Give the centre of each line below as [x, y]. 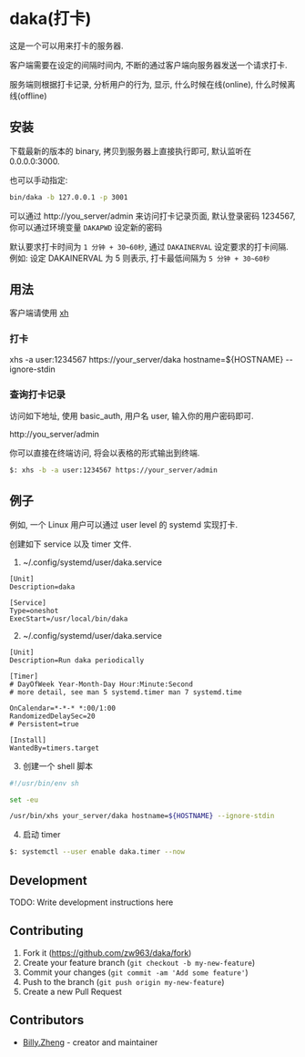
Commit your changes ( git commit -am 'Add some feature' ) [135, 972]
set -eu [24, 800]
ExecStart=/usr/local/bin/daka [69, 619]
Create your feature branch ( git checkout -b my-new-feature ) [139, 962]
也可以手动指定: [39, 180]
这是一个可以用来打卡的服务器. [67, 46]
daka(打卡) [51, 19]
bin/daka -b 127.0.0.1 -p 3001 [69, 197]
